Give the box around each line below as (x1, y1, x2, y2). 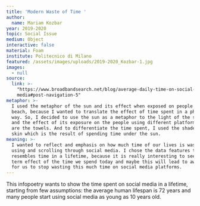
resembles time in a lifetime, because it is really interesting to (11, 153, 185, 159)
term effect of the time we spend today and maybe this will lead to (11, 159, 187, 165)
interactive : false (6, 42, 55, 48)
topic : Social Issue (6, 31, 58, 37)
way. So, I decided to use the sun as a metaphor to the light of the (11, 114, 190, 120)
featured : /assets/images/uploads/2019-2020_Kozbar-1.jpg (6, 59, 153, 64)
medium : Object (6, 36, 44, 42)
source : (6, 75, 26, 81)
